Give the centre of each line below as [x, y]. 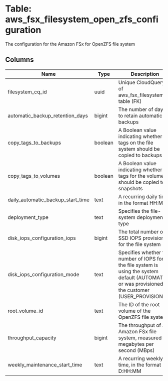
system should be [139, 149]
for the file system [139, 244]
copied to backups [140, 155]
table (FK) [130, 101]
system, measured [140, 338]
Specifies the [134, 211]
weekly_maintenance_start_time [45, 364]
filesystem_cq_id [27, 92]
